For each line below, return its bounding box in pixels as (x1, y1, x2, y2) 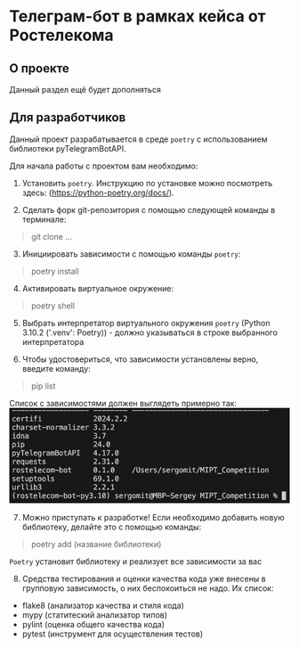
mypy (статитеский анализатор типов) (21, 610, 167, 620)
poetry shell (30, 300, 76, 311)
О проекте (9, 61, 69, 76)
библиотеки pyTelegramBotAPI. (9, 143, 126, 153)
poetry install (30, 266, 80, 276)
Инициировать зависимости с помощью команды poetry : (21, 248, 241, 259)
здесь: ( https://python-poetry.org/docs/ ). (21, 187, 175, 198)
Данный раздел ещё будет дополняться (9, 85, 162, 94)
